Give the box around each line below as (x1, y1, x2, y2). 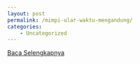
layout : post (7, 10, 45, 17)
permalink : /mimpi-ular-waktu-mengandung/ (7, 17, 133, 24)
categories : (7, 23, 42, 30)
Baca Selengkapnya (7, 49, 65, 57)
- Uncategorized (20, 29, 68, 37)
